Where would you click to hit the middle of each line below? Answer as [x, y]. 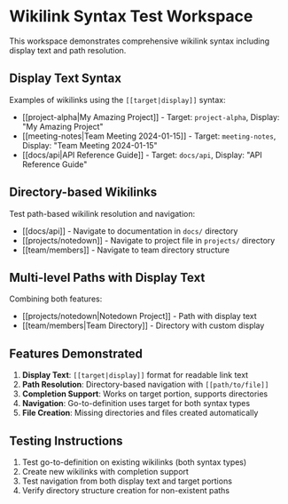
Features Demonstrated [76, 353]
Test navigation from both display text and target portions [127, 481]
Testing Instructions [66, 440]
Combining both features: [56, 299]
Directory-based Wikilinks [83, 192]
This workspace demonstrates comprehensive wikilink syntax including [140, 41]
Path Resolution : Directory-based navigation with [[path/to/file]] [145, 385]
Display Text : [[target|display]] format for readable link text [135, 375]
